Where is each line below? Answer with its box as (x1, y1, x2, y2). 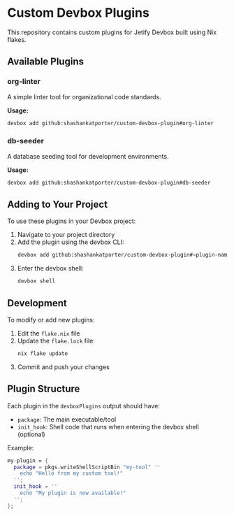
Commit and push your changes (17, 362, 110, 371)
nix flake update (17, 350, 68, 357)
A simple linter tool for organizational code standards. (7, 92, 162, 101)
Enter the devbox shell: (17, 264, 84, 273)
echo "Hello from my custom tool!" (20, 470, 124, 477)
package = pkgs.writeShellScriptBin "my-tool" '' (13, 464, 161, 471)
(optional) (17, 430, 45, 438)
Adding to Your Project (7, 199, 108, 210)
